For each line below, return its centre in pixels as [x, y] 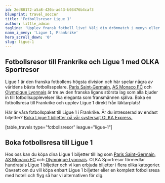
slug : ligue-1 [20, 42]
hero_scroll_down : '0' [28, 38]
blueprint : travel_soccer [32, 14]
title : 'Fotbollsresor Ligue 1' [38, 19]
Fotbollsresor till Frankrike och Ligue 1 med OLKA [82, 62]
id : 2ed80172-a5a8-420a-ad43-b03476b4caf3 [49, 10]
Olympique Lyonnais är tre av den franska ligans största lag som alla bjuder [82, 92]
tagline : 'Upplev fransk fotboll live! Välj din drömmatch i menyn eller [83, 28]
